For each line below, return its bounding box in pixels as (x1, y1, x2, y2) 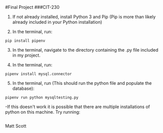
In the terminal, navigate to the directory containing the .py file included (12, 47, 159, 53)
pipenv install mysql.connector (5, 71, 72, 76)
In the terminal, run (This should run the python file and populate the (12, 80, 152, 86)
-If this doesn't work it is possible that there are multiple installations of (5, 104, 150, 110)
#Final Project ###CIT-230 (5, 4, 59, 10)
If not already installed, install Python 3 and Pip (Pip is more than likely (12, 14, 156, 19)
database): (12, 85, 35, 91)
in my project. (12, 52, 41, 58)
